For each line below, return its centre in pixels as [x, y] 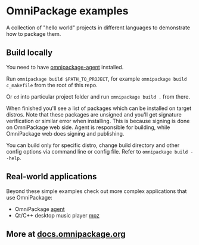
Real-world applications [52, 177]
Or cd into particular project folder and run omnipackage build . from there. [98, 96]
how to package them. [34, 33]
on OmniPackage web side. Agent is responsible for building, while [88, 127]
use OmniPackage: [29, 197]
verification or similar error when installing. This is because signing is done [98, 121]
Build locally [29, 53]
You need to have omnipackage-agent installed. [65, 67]
